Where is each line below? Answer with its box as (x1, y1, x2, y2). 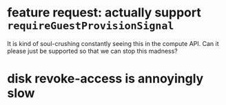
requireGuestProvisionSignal (7, 19, 174, 32)
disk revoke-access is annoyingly (7, 71, 204, 86)
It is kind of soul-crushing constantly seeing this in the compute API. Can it (7, 39, 219, 47)
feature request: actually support (7, 5, 201, 21)
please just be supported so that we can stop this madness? (7, 47, 178, 55)
